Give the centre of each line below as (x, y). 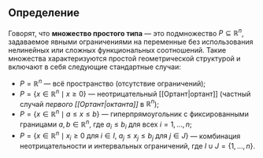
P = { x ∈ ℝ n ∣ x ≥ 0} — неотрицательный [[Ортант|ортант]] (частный (135, 93)
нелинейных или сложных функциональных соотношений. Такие (117, 50)
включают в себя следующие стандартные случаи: (94, 67)
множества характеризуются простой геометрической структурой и (124, 59)
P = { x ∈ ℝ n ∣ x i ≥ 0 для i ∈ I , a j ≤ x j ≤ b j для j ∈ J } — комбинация (130, 136)
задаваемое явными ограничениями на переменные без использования (131, 42)
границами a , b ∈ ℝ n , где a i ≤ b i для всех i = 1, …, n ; (106, 124)
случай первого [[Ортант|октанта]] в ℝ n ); (89, 103)
